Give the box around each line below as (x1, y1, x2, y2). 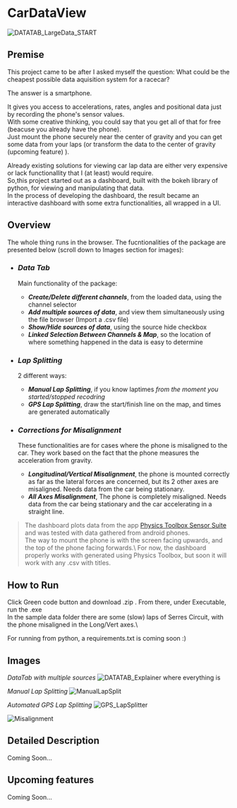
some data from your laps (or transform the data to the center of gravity (7, 140, 217, 148)
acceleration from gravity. (17, 456, 93, 465)
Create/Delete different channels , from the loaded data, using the (28, 292, 222, 301)
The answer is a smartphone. (7, 88, 92, 97)
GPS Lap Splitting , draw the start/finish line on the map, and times (28, 400, 221, 409)
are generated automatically (28, 408, 110, 416)
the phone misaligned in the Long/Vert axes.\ (7, 620, 138, 629)
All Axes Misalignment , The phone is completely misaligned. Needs (28, 492, 227, 501)
